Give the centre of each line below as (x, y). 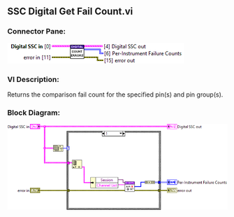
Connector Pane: (37, 31)
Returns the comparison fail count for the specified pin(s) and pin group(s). (115, 94)
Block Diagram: (34, 113)
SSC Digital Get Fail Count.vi (70, 12)
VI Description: (33, 79)
